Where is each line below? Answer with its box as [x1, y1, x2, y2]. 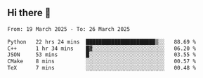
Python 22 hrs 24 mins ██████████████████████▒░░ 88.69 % [7, 38, 197, 46]
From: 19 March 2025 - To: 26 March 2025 [7, 25, 131, 32]
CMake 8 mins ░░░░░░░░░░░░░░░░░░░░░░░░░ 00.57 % [7, 58, 197, 65]
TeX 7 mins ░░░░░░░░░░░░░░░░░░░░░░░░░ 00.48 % [7, 65, 197, 72]
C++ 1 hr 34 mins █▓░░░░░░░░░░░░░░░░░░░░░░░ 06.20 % [7, 45, 197, 52]
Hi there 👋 [7, 7, 51, 19]
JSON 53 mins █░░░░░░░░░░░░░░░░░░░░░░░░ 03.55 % [7, 51, 197, 58]
